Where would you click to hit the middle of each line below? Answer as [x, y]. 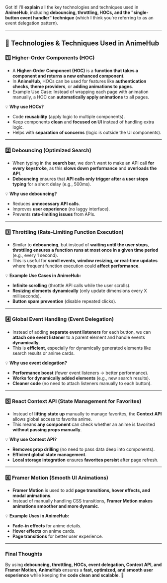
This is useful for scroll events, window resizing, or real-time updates [85, 261]
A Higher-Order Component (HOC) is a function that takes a [75, 70]
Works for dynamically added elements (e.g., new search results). [81, 378]
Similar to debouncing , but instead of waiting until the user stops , [81, 245]
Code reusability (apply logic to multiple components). [69, 116]
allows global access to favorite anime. [52, 419]
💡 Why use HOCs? [24, 106]
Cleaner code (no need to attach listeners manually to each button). [82, 383]
